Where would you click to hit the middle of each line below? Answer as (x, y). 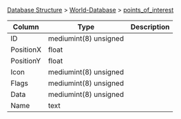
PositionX (26, 50)
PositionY (26, 61)
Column (26, 27)
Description (150, 27)
